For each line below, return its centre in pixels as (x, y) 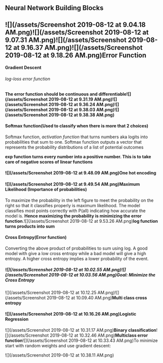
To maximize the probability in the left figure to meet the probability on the (79, 200)
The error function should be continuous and (51, 94)
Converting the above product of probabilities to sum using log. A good (76, 248)
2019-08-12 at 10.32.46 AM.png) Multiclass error (99, 335)
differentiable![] (115, 94)
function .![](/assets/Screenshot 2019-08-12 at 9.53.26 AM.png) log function (81, 221)
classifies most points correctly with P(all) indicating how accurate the (75, 211)
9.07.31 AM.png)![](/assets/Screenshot (66, 40)
